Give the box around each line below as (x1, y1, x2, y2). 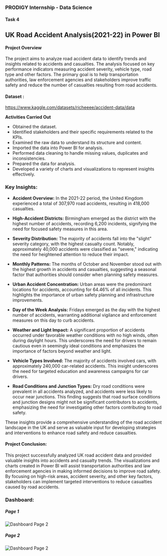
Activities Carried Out (5, 114, 51, 120)
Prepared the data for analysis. (12, 161, 76, 167)
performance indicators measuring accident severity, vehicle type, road (5, 66, 152, 72)
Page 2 (5, 533, 20, 539)
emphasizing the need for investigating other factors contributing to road (12, 404, 162, 410)
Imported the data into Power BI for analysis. (12, 145, 104, 151)
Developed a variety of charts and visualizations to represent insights (12, 166, 155, 172)
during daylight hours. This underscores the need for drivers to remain (12, 337, 157, 343)
